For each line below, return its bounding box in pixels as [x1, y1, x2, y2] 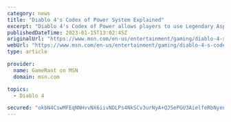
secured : [7, 104, 32, 112]
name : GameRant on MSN [13, 66, 78, 74]
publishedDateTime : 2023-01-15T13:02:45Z [7, 29, 128, 36]
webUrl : [7, 42, 30, 49]
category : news [7, 10, 51, 17]
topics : [7, 86, 30, 93]
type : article [7, 49, 48, 56]
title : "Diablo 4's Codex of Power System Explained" [7, 16, 165, 23]
